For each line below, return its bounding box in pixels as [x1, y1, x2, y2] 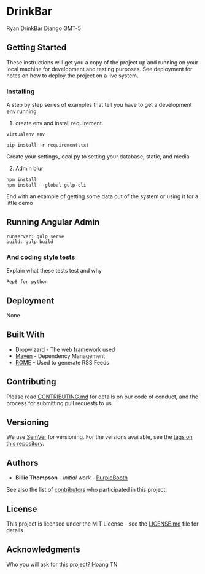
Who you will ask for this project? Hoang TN [6, 560, 118, 568]
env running [6, 107, 37, 115]
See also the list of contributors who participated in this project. [6, 486, 168, 494]
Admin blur [15, 165, 44, 173]
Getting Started [6, 42, 67, 53]
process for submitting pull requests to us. [6, 399, 114, 406]
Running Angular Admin [6, 217, 100, 228]
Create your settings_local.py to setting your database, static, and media [6, 153, 190, 160]
